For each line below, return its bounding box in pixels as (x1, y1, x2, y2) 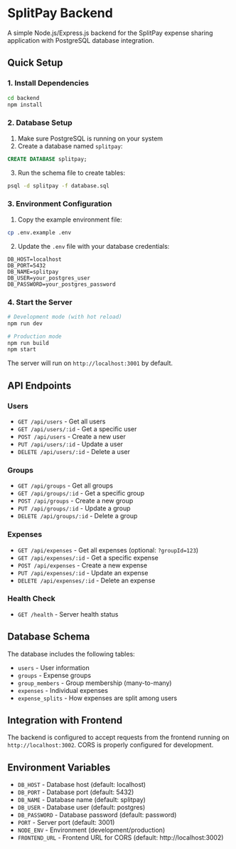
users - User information (17, 663, 90, 672)
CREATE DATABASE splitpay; (7, 155, 87, 163)
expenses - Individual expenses (17, 686, 109, 694)
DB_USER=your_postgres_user (7, 274, 91, 282)
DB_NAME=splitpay (7, 268, 59, 275)
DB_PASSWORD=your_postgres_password (7, 280, 116, 288)
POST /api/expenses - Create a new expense (17, 561, 148, 570)
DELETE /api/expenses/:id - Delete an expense (17, 576, 156, 585)
